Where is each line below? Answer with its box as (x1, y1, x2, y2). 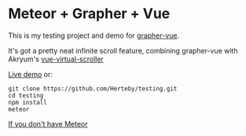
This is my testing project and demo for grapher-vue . (8, 31, 180, 40)
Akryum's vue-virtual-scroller (8, 54, 104, 64)
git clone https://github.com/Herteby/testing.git (8, 84, 178, 93)
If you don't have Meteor (8, 119, 88, 128)
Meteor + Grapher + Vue (8, 5, 171, 23)
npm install (8, 98, 47, 106)
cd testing (8, 91, 44, 99)
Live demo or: (8, 69, 53, 79)
